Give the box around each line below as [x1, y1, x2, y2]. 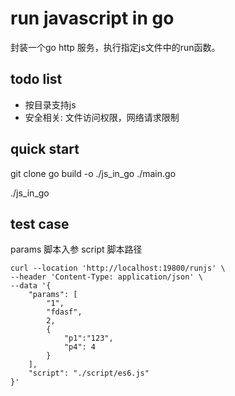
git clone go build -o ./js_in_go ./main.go [10, 167, 177, 179]
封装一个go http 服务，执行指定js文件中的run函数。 [10, 41, 221, 53]
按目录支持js [24, 98, 77, 111]
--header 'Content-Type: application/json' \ [10, 272, 203, 282]
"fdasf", [46, 307, 83, 317]
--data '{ [10, 281, 52, 291]
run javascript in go [10, 7, 175, 30]
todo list [10, 71, 63, 88]
